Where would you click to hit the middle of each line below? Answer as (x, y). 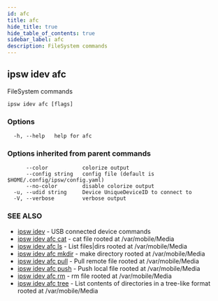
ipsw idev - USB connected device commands (84, 231)
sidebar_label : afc (36, 40)
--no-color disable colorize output (90, 186)
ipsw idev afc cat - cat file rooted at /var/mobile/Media (96, 239)
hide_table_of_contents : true (51, 33)
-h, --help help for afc (53, 136)
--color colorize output (78, 168)
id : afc (19, 14)
